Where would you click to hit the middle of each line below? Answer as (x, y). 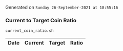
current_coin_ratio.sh (29, 31)
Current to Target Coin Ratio (41, 20)
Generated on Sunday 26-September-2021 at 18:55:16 (62, 7)
